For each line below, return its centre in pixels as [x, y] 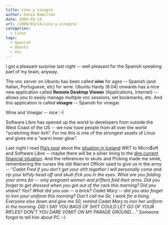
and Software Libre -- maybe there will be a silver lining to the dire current [82, 153]
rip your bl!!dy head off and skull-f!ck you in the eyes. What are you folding [83, 174]
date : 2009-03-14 [24, 19]
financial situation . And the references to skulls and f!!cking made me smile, [83, 158]
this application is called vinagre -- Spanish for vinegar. [63, 102]
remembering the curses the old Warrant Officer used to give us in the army [84, 164]
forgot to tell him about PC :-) [36, 217]
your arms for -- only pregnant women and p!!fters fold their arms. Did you [83, 180]
